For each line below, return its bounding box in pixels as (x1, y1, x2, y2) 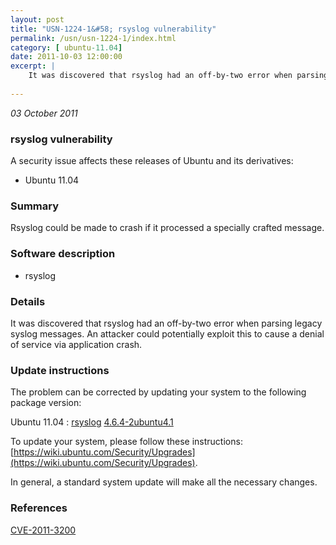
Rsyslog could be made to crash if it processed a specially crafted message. (10, 222, 325, 234)
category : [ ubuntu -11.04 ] (10, 42, 123, 53)
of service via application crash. (10, 338, 143, 350)
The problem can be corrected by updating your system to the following (10, 386, 307, 398)
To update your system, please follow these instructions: (10, 436, 243, 448)
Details (10, 294, 46, 308)
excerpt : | (10, 61, 56, 71)
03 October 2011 (10, 107, 78, 119)
